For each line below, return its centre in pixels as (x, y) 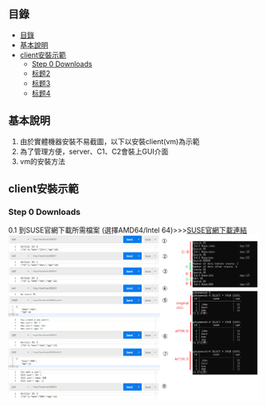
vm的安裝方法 (42, 161)
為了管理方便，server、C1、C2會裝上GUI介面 (94, 151)
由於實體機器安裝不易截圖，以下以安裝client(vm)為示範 (110, 141)
